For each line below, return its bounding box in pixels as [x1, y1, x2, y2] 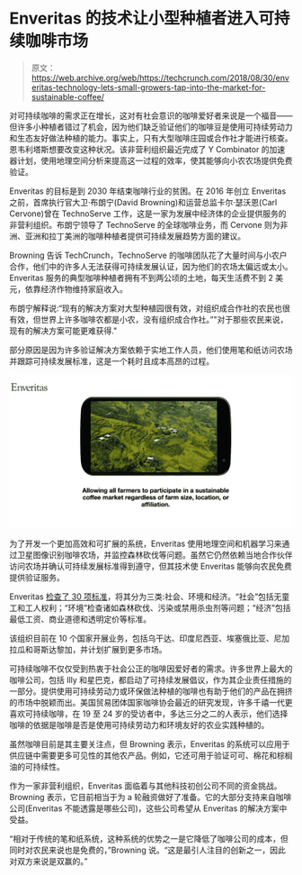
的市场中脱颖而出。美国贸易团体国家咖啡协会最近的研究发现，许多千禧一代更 [9, 697, 293, 708]
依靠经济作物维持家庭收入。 [24, 283, 128, 294]
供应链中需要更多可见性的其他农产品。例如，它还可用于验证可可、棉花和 [9, 750, 277, 761]
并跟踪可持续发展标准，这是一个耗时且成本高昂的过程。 [9, 355, 214, 366]
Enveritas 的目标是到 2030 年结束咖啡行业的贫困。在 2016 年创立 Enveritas [9, 186, 287, 196]
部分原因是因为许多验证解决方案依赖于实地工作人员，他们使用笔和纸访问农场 [9, 344, 293, 355]
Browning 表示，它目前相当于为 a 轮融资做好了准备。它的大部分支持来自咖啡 [9, 792, 292, 803]
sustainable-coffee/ [31, 91, 105, 102]
